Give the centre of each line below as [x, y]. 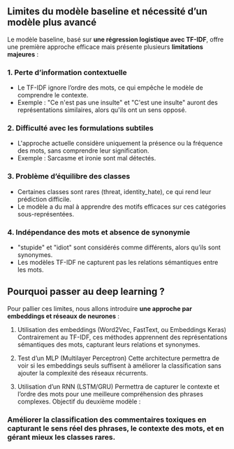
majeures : [23, 54]
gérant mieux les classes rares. [61, 437]
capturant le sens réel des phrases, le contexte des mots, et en [116, 428]
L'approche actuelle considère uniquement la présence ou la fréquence [120, 144]
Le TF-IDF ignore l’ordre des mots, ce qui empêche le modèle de [110, 88]
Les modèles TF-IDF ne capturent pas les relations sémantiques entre [118, 262]
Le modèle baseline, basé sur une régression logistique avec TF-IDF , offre [116, 39]
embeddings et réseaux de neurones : [64, 316]
